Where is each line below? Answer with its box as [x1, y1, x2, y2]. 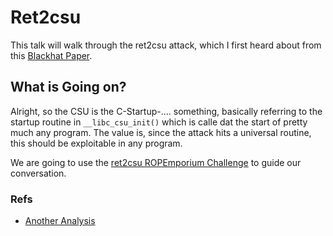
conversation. [10, 167, 67, 179]
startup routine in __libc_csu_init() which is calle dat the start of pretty [10, 116, 308, 128]
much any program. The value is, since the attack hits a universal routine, [10, 126, 312, 138]
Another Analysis [24, 215, 96, 227]
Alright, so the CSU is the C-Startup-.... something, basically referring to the [10, 105, 323, 117]
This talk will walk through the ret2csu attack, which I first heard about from [10, 39, 322, 51]
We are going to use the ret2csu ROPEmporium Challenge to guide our [10, 156, 302, 168]
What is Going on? [10, 79, 127, 96]
